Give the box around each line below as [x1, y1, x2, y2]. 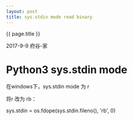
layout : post [6, 8, 38, 15]
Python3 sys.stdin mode [6, 63, 128, 76]
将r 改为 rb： [6, 95, 37, 102]
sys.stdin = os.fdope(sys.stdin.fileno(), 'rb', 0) [6, 107, 116, 114]
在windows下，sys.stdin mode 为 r [6, 83, 89, 90]
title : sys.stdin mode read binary [6, 14, 93, 20]
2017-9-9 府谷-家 [6, 42, 48, 49]
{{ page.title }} [6, 30, 41, 37]
